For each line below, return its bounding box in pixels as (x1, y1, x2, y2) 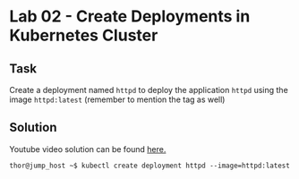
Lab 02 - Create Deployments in (9, 6, 251, 27)
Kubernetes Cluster (9, 25, 158, 46)
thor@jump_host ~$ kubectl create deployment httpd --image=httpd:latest (9, 161, 291, 170)
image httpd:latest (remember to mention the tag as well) (9, 94, 226, 105)
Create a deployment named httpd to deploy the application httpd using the (9, 85, 288, 95)
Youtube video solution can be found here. (9, 143, 167, 154)
